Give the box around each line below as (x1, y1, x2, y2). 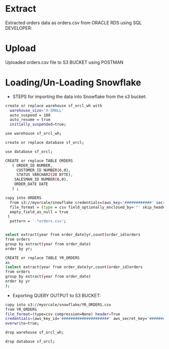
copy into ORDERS (5, 195, 42, 200)
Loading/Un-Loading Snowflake (5, 77, 141, 89)
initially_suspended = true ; (10, 122, 66, 127)
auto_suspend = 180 (10, 113, 51, 118)
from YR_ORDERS (5, 307, 37, 312)
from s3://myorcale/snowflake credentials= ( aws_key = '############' (10, 200, 154, 205)
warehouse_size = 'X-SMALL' (10, 108, 64, 113)
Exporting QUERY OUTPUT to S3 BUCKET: (12, 292, 101, 298)
